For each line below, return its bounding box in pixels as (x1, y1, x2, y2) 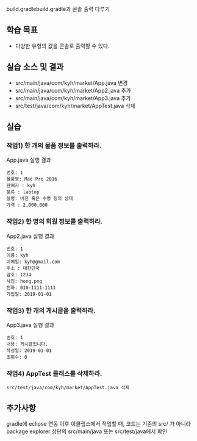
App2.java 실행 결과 (6, 232, 55, 240)
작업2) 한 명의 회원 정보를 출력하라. (6, 217, 103, 226)
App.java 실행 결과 (6, 156, 51, 163)
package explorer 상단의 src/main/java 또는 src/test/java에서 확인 (6, 428, 168, 435)
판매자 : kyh (6, 182, 35, 189)
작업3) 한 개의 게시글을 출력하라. (6, 306, 96, 315)
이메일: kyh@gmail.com (6, 259, 60, 265)
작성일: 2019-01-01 (6, 347, 52, 354)
